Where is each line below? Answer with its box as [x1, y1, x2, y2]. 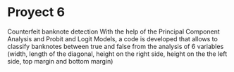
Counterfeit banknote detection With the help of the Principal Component [7, 27, 220, 36]
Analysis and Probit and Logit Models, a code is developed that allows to [7, 34, 218, 43]
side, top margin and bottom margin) [7, 57, 113, 65]
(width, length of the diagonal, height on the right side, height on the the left [7, 50, 228, 58]
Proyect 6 [7, 4, 66, 20]
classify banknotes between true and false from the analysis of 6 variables [7, 42, 224, 50]
